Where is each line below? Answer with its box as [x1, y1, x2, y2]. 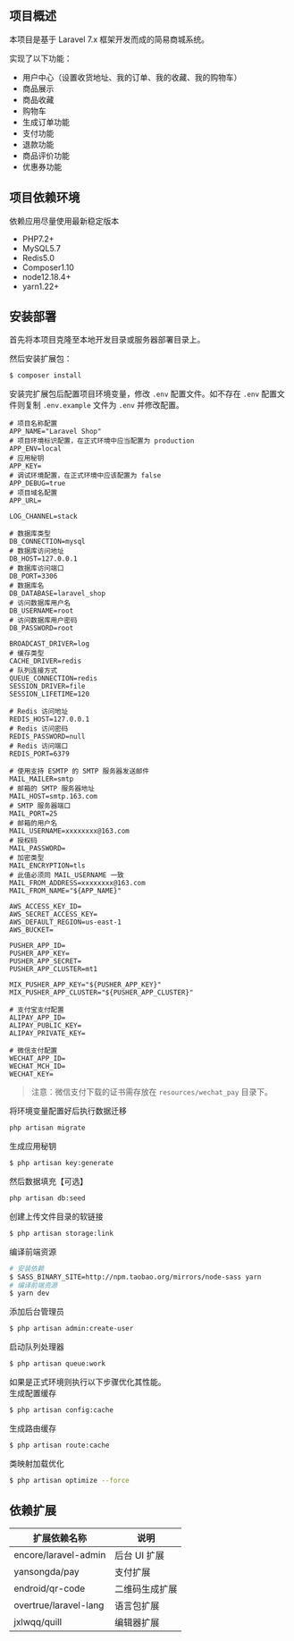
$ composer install [9, 371, 82, 380]
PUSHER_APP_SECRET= [9, 957, 82, 966]
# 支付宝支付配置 [9, 1005, 64, 1015]
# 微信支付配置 [9, 1046, 58, 1055]
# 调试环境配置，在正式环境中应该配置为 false [9, 471, 162, 480]
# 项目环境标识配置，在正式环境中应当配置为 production [9, 436, 195, 445]
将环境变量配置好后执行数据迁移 [9, 1105, 127, 1116]
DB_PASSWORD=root [9, 624, 74, 633]
